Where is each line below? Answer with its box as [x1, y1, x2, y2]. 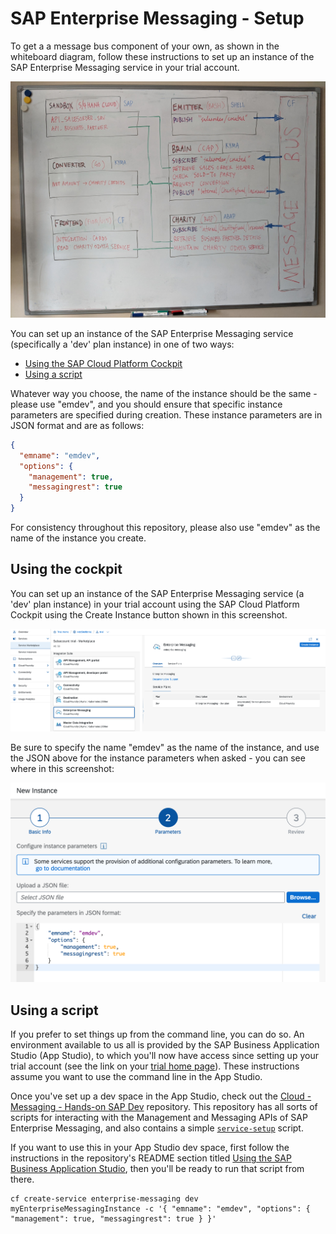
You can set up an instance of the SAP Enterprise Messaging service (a [10, 587, 305, 599]
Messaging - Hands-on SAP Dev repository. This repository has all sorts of [10, 1101, 318, 1113]
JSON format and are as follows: [10, 419, 145, 431]
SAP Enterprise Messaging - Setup [10, 7, 305, 30]
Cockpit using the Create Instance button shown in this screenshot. [10, 608, 288, 621]
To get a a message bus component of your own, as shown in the [10, 40, 280, 52]
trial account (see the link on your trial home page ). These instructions [10, 1060, 300, 1072]
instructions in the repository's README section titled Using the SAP [10, 1152, 292, 1164]
